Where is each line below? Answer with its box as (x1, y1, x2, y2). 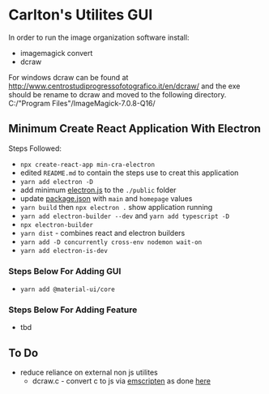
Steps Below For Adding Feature (8, 304, 138, 315)
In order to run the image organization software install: (8, 32, 190, 42)
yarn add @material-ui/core (19, 285, 115, 293)
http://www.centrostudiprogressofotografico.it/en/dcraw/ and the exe (8, 81, 241, 91)
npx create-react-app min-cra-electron (19, 161, 156, 169)
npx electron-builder (19, 221, 93, 229)
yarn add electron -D (19, 178, 93, 186)
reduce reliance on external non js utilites (19, 367, 158, 378)
